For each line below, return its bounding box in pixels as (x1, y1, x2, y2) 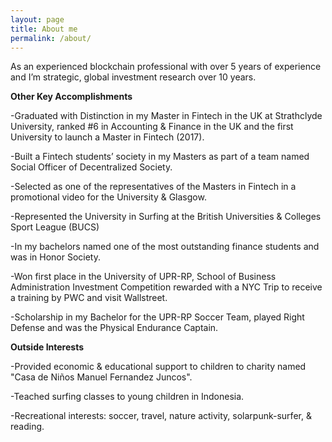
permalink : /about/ (10, 33, 92, 43)
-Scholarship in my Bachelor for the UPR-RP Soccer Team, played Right (10, 311, 305, 323)
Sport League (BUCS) (10, 221, 100, 233)
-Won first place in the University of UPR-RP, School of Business (10, 271, 277, 283)
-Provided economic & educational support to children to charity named (10, 361, 307, 373)
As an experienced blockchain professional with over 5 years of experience (10, 61, 322, 73)
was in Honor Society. (10, 251, 101, 263)
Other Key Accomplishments (10, 91, 133, 103)
